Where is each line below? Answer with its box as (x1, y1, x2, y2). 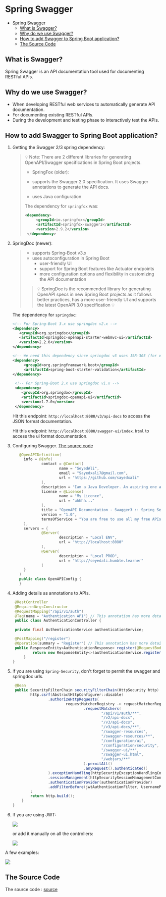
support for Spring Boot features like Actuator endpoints (39, 265, 155, 271)
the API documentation (39, 276, 87, 282)
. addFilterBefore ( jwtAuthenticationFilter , (48, 784, 139, 790)
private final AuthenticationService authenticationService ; (14, 628, 144, 633)
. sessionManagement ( (48, 775, 91, 780)
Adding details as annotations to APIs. (12, 590, 90, 596)
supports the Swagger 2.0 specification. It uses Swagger (32, 179, 149, 185)
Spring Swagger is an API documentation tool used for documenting (5, 68, 145, 74)
